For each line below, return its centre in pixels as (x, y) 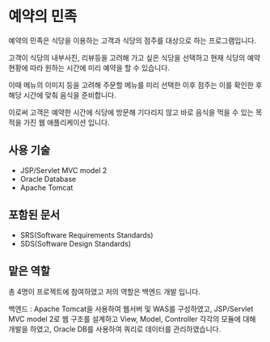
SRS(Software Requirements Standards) (86, 234)
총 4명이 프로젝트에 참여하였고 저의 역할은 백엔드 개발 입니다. (104, 292)
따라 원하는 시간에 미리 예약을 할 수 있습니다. (99, 68)
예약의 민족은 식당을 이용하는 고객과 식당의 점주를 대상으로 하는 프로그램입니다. (133, 40)
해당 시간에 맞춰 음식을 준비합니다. (62, 95)
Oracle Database (48, 179)
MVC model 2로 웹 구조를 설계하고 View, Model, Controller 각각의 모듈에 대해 (132, 319)
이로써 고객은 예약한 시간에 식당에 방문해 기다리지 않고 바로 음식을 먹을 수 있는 (131, 112)
